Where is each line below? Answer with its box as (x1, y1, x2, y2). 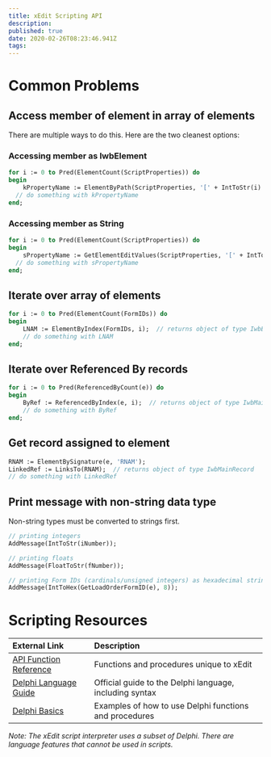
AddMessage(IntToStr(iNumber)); (8, 539, 117, 548)
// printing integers (8, 532, 81, 540)
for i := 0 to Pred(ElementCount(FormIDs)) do (8, 310, 168, 318)
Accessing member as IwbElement (8, 150, 148, 162)
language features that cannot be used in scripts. (8, 740, 173, 750)
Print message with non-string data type (8, 494, 217, 509)
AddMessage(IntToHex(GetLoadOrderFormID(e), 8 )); (8, 583, 179, 592)
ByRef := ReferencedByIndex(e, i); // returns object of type (23, 399, 240, 407)
